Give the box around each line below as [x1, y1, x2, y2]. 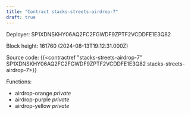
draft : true [6, 14, 36, 20]
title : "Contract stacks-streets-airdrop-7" [6, 8, 118, 15]
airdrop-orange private [14, 89, 71, 97]
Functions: [6, 78, 32, 85]
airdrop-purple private [14, 96, 70, 103]
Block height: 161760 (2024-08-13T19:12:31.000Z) [6, 42, 129, 49]
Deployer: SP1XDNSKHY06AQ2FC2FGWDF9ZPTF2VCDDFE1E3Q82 [6, 30, 171, 38]
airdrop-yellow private [14, 102, 70, 109]
